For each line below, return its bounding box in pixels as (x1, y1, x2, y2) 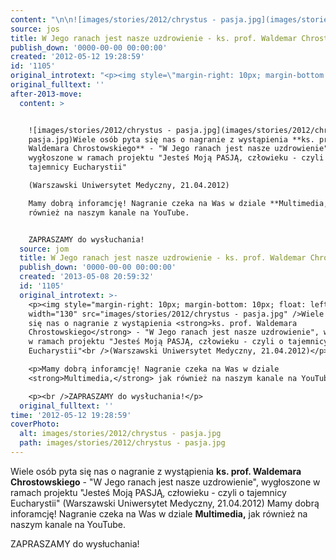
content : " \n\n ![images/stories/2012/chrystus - (10, 14, 217, 25)
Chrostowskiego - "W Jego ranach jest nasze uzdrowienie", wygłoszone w (10, 476, 321, 488)
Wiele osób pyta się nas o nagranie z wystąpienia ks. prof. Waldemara (10, 465, 302, 477)
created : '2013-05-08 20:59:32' (19, 272, 155, 282)
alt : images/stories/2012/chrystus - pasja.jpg (19, 429, 222, 439)
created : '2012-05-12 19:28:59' (10, 52, 145, 62)
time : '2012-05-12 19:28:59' (10, 410, 132, 420)
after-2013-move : (10, 89, 83, 99)
